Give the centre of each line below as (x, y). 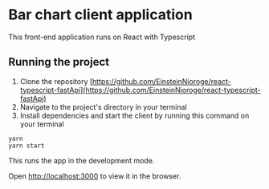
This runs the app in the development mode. (82, 160)
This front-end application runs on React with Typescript (102, 37)
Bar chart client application (100, 15)
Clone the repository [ (56, 81)
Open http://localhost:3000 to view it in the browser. (95, 176)
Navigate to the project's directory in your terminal (103, 107)
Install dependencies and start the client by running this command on (134, 115)
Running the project (59, 62)
